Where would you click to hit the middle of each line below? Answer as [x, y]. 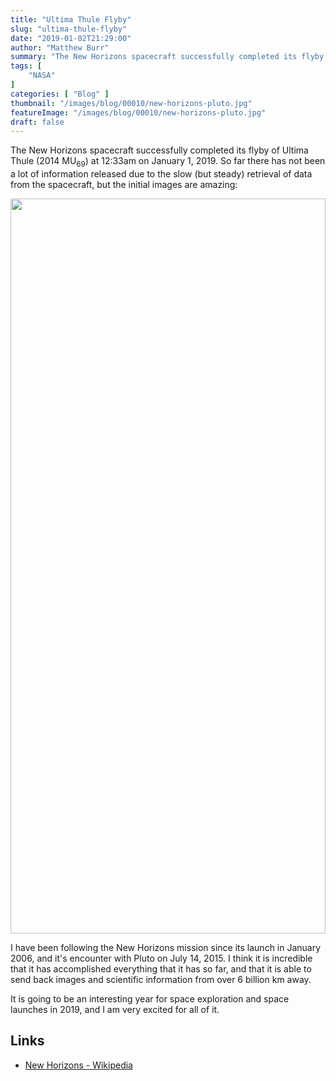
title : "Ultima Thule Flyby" [71, 19]
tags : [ [26, 66]
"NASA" [42, 76]
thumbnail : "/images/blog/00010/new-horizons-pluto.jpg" [131, 103]
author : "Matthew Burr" [60, 47]
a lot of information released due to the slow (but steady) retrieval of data [161, 174]
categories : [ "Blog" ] [60, 94]
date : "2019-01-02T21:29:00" [71, 38]
